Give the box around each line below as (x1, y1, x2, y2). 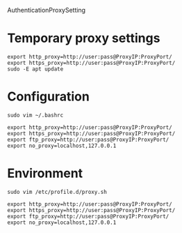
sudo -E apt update (7, 66, 64, 73)
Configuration (7, 89, 90, 105)
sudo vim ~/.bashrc (7, 112, 64, 119)
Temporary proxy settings (7, 31, 160, 46)
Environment (7, 165, 83, 181)
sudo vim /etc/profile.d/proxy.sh (7, 188, 108, 195)
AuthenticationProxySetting (7, 6, 85, 14)
